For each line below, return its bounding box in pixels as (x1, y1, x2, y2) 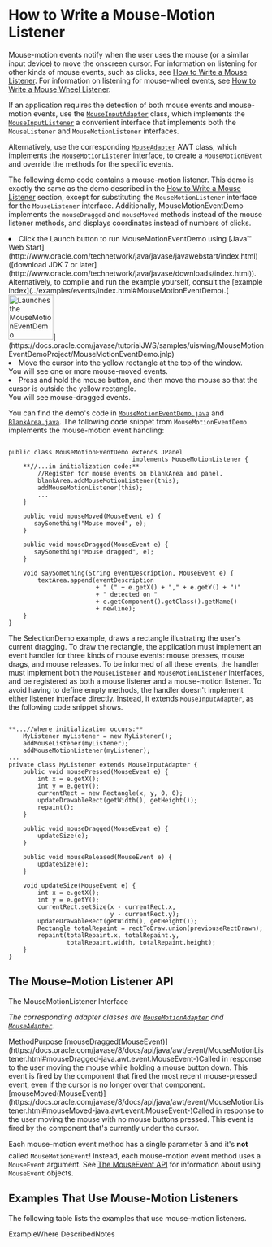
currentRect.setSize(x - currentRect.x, (37, 902, 176, 911)
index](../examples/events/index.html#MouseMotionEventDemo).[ (8, 285, 229, 295)
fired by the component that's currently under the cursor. (8, 1123, 200, 1132)
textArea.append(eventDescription (37, 576, 154, 584)
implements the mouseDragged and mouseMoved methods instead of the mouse (8, 209, 262, 219)
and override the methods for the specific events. (8, 159, 175, 168)
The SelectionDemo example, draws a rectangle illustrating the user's (8, 632, 241, 643)
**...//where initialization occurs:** (8, 725, 144, 733)
